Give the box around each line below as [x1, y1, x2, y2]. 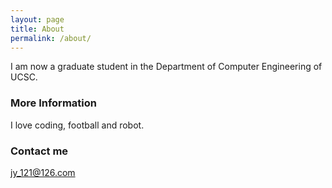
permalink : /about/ [10, 33, 92, 43]
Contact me [10, 144, 69, 158]
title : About [10, 24, 65, 34]
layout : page [10, 14, 65, 25]
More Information [10, 96, 97, 110]
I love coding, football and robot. [10, 119, 145, 131]
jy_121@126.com [10, 166, 76, 178]
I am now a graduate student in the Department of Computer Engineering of [10, 61, 323, 73]
